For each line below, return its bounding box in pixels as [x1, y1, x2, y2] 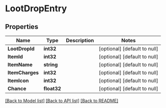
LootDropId [7, 45, 35, 52]
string [43, 61, 58, 68]
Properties [5, 23, 39, 31]
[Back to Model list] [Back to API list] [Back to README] [5, 98, 119, 104]
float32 [43, 85, 61, 92]
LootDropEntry [5, 3, 67, 14]
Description [66, 37, 94, 44]
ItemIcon [7, 77, 29, 84]
